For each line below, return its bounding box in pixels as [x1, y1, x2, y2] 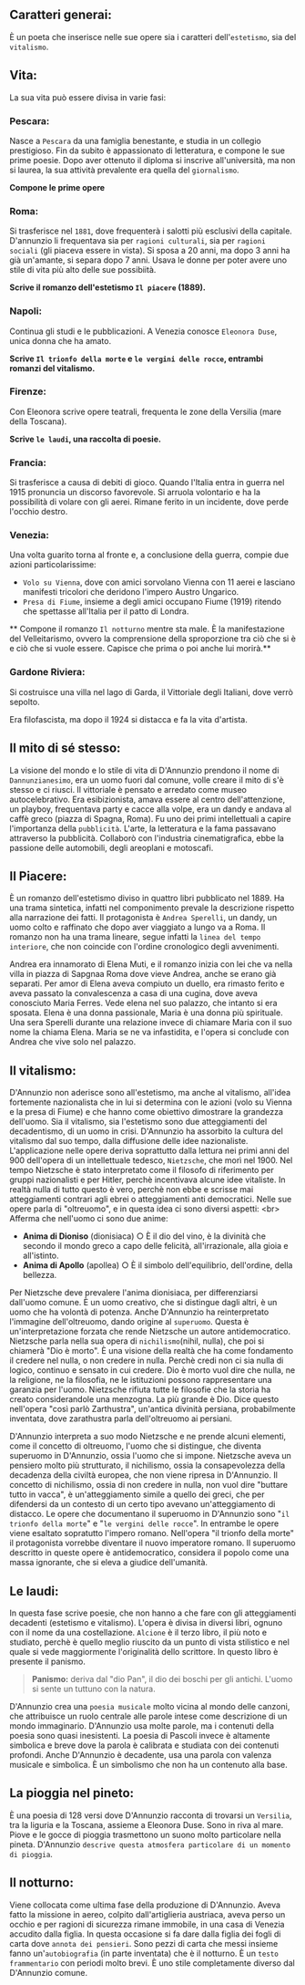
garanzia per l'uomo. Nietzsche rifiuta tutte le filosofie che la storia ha [9, 1384, 271, 1395]
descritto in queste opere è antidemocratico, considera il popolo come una [9, 1547, 290, 1558]
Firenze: [9, 385, 47, 398]
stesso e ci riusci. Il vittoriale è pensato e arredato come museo [9, 784, 248, 795]
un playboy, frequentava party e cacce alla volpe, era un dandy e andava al [9, 803, 292, 815]
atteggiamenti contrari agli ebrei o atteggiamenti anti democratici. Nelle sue [9, 1194, 292, 1205]
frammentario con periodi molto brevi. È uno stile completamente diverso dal [9, 1957, 296, 1969]
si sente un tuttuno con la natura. [31, 1683, 157, 1694]
